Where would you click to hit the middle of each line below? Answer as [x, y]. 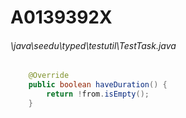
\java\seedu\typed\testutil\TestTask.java [93, 45]
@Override [49, 76]
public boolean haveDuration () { [98, 85]
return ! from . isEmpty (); [98, 94]
